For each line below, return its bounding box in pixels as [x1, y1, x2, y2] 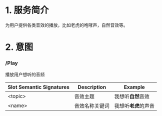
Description [77, 83, 106, 90]
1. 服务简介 [5, 4, 49, 16]
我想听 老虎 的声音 [114, 102, 155, 109]
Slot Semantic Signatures [7, 83, 70, 90]
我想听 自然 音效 [114, 93, 150, 100]
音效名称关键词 [74, 102, 110, 109]
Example [123, 83, 145, 90]
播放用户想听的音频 [5, 71, 45, 77]
